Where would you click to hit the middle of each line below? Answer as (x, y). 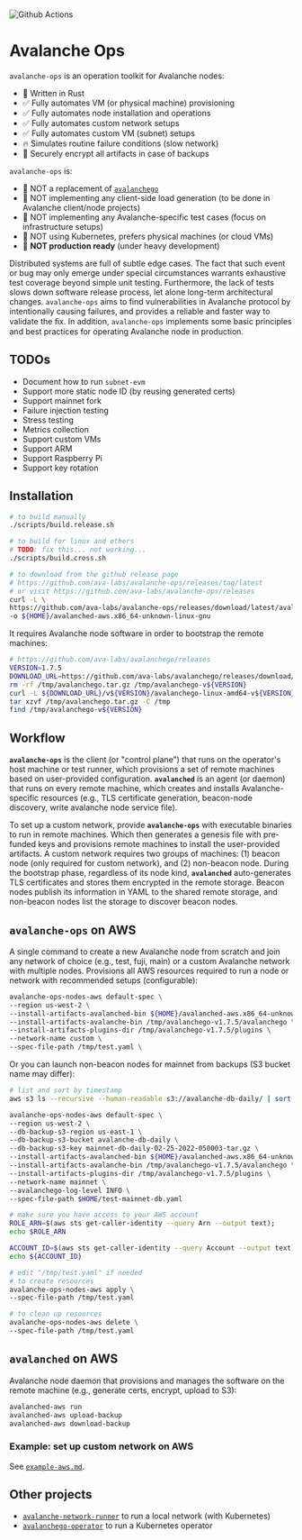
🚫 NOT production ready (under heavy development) (121, 246)
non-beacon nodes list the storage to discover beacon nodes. (124, 902)
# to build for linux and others (72, 542)
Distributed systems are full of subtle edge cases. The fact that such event (147, 263)
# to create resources (52, 1281)
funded (23, 844)
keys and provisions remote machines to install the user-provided (159, 844)
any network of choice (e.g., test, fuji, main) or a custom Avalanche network (150, 961)
